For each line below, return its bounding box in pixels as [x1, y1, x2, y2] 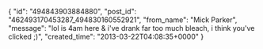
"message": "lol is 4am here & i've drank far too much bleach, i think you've [8, 24, 255, 32]
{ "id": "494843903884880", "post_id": [8, 7, 137, 16]
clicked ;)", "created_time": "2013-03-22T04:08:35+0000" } [8, 32, 204, 41]
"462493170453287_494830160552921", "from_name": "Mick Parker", [8, 15, 238, 24]
